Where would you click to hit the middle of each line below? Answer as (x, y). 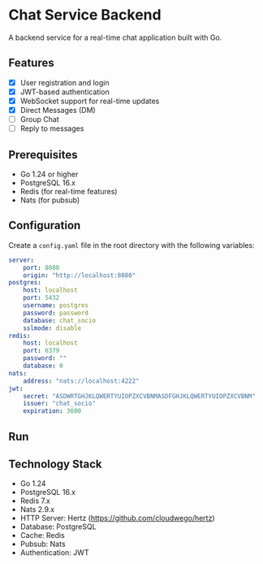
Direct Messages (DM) (58, 110)
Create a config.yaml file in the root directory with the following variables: (131, 245)
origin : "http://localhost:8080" (80, 275)
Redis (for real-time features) (69, 191)
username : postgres (56, 306)
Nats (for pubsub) (50, 200)
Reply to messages (52, 128)
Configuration (45, 226)
